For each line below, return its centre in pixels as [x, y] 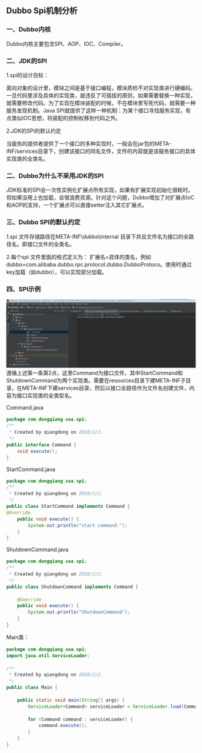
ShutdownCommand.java [38, 549]
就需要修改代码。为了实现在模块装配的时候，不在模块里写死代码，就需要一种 [101, 103]
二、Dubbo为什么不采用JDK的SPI [55, 175]
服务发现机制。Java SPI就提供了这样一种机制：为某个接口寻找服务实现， [96, 110]
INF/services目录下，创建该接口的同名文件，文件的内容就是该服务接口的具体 [101, 151]
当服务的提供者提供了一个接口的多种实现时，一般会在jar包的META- [89, 143]
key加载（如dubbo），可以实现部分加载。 [57, 272]
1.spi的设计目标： [28, 75]
